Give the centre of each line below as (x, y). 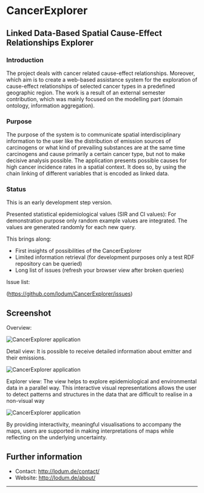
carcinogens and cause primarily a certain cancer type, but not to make (96, 154)
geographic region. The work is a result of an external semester (86, 93)
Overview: (19, 328)
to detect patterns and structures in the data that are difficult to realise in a (99, 394)
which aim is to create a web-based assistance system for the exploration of (102, 79)
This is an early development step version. (59, 202)
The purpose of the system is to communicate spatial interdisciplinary (93, 135)
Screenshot (29, 313)
